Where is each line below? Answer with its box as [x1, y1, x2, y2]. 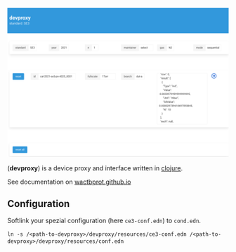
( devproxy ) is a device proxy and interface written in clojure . [7, 163, 183, 172]
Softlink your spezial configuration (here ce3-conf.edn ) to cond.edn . [7, 216, 202, 225]
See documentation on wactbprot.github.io [7, 177, 131, 186]
